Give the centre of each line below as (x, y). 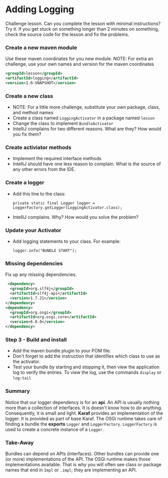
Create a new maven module (41, 47)
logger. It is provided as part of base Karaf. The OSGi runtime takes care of (84, 418)
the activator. (26, 362)
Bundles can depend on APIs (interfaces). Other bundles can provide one (82, 454)
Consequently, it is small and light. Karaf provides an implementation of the (84, 413)
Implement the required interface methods (57, 159)
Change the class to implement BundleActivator (63, 123)
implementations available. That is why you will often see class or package (83, 464)
